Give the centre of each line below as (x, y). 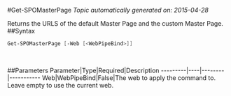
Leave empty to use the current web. (61, 85)
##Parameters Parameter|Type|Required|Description (83, 70)
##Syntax (21, 31)
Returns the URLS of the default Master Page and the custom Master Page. (115, 23)
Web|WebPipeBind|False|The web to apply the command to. (128, 78)
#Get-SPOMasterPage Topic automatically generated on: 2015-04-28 (108, 10)
